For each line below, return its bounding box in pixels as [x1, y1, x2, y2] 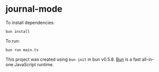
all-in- [141, 56, 155, 62]
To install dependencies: [5, 20, 55, 25]
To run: [5, 38, 20, 44]
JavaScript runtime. [14, 61, 54, 67]
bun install [5, 29, 30, 34]
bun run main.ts [5, 48, 39, 52]
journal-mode [5, 3, 63, 15]
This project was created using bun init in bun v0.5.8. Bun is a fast [5, 56, 141, 62]
